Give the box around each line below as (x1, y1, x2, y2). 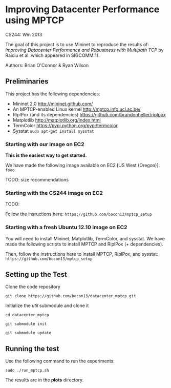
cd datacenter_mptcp (5, 313, 50, 318)
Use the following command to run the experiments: (5, 358, 115, 364)
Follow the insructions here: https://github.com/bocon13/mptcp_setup (5, 211, 152, 217)
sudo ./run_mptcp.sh (5, 368, 50, 373)
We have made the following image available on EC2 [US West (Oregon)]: (5, 162, 160, 169)
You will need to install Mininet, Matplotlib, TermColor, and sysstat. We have (5, 235, 165, 241)
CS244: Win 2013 (5, 31, 42, 37)
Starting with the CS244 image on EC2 (5, 189, 103, 196)
